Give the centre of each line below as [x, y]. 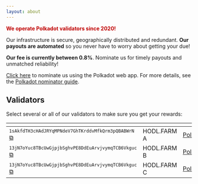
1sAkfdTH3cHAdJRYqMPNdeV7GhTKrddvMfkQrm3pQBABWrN [72, 131]
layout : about [24, 11]
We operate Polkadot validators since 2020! [61, 28]
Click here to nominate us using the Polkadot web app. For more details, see [99, 75]
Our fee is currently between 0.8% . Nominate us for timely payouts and [94, 57]
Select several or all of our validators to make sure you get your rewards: [94, 114]
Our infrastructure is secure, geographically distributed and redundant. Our [98, 40]
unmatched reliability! [32, 64]
